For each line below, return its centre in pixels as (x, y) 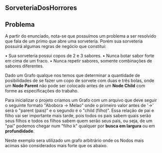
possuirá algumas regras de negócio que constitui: (56, 46)
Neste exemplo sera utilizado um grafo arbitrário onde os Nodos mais (74, 140)
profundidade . (20, 131)
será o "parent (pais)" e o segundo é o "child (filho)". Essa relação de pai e (80, 110)
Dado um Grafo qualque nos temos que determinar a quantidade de (73, 76)
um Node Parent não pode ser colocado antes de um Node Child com (75, 86)
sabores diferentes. (24, 66)
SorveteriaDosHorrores (41, 8)
